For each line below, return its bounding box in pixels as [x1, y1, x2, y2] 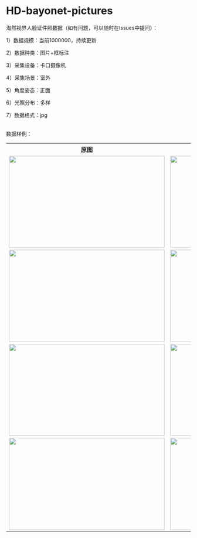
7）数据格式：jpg [6, 111, 48, 119]
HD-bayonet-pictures [6, 4, 113, 18]
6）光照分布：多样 [6, 99, 51, 106]
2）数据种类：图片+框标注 [6, 49, 69, 56]
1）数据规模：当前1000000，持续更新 [6, 36, 97, 43]
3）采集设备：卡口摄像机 [6, 62, 66, 69]
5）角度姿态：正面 [6, 86, 51, 93]
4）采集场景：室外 [6, 74, 51, 81]
